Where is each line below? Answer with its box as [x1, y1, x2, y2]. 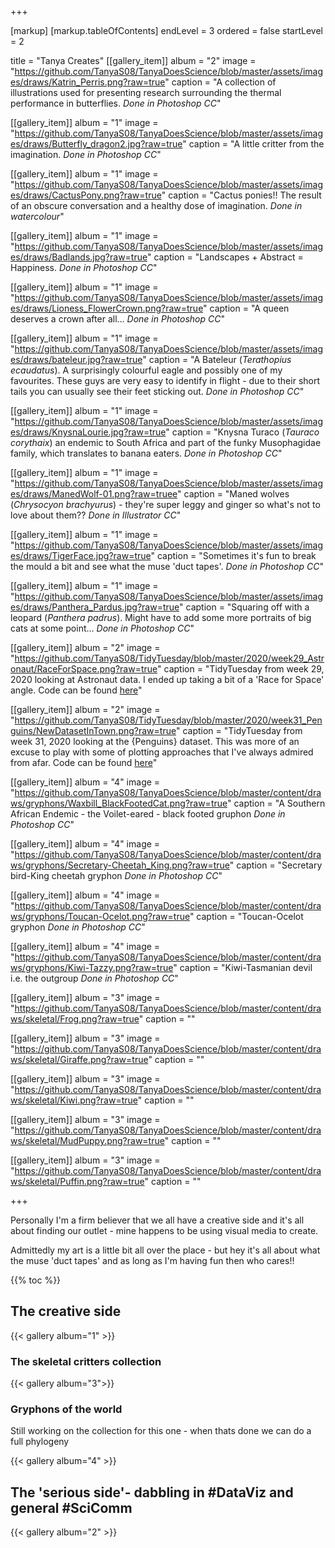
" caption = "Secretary [229, 859, 323, 871]
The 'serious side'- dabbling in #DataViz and [10, 1484, 294, 1501]
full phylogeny [10, 1436, 70, 1448]
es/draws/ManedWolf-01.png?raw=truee [10, 488, 178, 500]
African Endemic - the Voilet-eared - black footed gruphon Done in [10, 808, 286, 820]
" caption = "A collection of [164, 76, 277, 88]
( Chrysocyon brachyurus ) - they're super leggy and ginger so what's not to [10, 499, 321, 510]
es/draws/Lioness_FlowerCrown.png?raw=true [10, 302, 204, 314]
